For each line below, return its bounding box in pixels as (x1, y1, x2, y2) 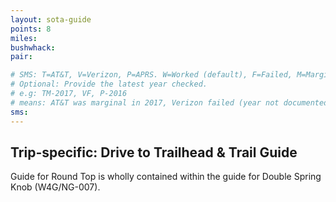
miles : (10, 33, 38, 43)
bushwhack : (10, 42, 56, 53)
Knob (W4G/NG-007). (10, 181, 101, 193)
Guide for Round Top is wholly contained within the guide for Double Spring (10, 171, 322, 183)
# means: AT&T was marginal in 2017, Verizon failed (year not (10, 97, 280, 108)
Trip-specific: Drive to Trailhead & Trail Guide (10, 144, 298, 161)
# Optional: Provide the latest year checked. (10, 79, 208, 90)
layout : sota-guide (10, 14, 92, 25)
